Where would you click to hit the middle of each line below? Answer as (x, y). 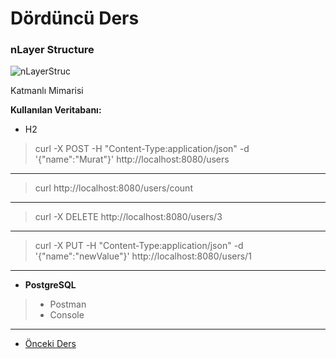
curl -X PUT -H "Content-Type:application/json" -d (139, 246)
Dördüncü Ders (75, 18)
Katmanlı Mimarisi (47, 91)
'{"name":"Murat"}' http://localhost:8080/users (132, 159)
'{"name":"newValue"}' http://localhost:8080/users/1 (143, 256)
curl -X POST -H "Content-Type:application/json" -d (142, 149)
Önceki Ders (50, 344)
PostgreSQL (50, 285)
